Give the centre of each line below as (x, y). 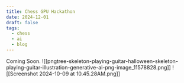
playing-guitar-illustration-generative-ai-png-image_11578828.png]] (89, 67)
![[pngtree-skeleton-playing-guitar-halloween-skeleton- (110, 61)
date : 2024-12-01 (28, 17)
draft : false (22, 22)
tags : (13, 28)
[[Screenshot (22, 74)
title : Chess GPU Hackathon (41, 11)
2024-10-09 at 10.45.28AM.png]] (80, 74)
